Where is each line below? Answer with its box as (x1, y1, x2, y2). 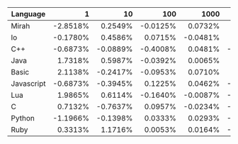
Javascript (11, 79, 46, 88)
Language (11, 9, 46, 18)
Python (11, 113, 35, 123)
